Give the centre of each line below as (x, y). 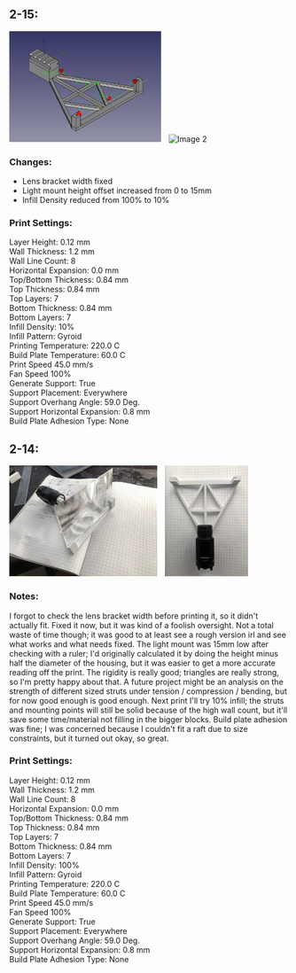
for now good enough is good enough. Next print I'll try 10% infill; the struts (147, 700)
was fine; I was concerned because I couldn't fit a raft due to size (129, 728)
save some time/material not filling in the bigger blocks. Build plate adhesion (148, 719)
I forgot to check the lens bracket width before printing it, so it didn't (134, 616)
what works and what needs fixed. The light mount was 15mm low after (139, 644)
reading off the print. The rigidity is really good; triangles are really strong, (144, 672)
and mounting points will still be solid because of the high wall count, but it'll (148, 710)
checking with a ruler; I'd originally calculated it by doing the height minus (144, 653)
